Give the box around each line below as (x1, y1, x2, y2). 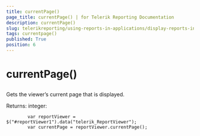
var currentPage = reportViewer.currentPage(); (27, 124, 148, 131)
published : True (6, 36, 46, 42)
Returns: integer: (6, 102, 48, 110)
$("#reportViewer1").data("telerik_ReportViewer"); (6, 119, 137, 125)
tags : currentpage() (6, 31, 58, 37)
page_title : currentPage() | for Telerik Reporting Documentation (6, 14, 174, 20)
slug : (6, 25, 20, 31)
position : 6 (6, 42, 36, 48)
